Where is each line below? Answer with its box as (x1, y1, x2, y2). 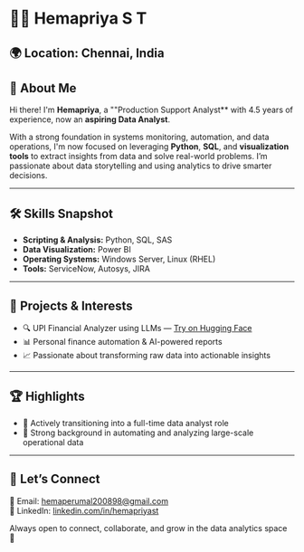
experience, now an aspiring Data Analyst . (9, 114, 171, 125)
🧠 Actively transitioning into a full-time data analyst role (22, 417, 229, 428)
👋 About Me (9, 81, 77, 96)
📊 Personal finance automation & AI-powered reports (22, 337, 223, 347)
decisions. (9, 170, 48, 181)
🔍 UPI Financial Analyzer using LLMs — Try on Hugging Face (22, 323, 252, 334)
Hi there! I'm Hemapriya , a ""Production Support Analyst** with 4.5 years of (9, 104, 294, 116)
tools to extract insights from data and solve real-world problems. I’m (9, 151, 269, 162)
